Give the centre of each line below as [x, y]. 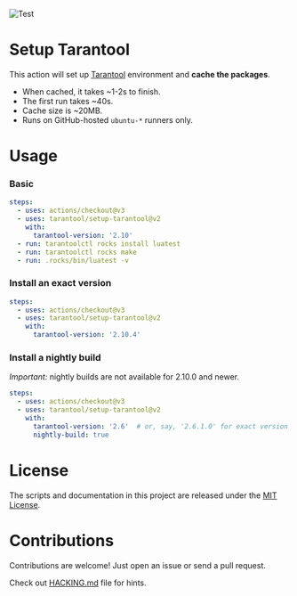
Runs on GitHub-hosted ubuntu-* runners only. [108, 119]
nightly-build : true [71, 435]
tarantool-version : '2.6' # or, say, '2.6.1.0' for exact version [161, 426]
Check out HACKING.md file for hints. [78, 583]
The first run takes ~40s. [68, 101]
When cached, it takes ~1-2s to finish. [91, 91]
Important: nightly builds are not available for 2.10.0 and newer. [124, 377]
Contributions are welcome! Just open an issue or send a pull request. [138, 565]
